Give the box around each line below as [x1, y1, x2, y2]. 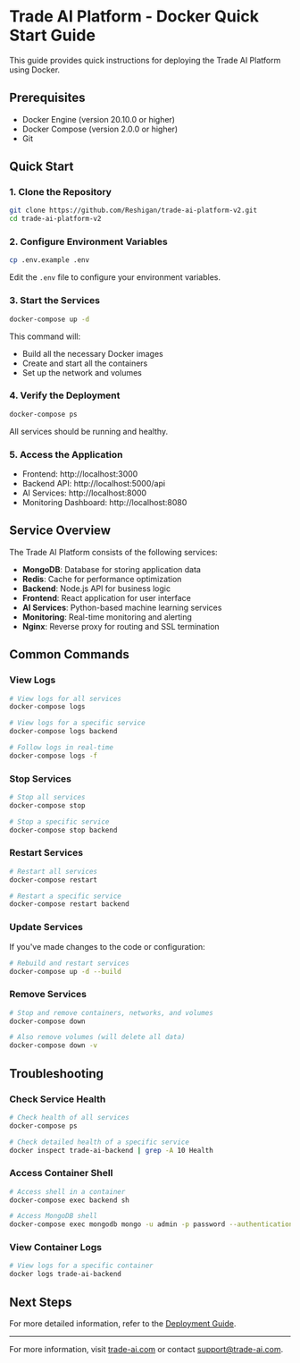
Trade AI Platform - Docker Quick [9, 6, 259, 27]
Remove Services [9, 988, 87, 1001]
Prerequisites [9, 90, 86, 106]
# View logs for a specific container [9, 1261, 154, 1271]
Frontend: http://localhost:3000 [21, 469, 138, 479]
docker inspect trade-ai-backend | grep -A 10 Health [9, 1146, 214, 1155]
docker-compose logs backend [9, 727, 118, 736]
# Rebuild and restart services [9, 959, 129, 968]
